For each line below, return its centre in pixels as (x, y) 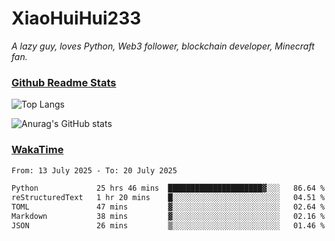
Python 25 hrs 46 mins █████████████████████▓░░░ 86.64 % (168, 188)
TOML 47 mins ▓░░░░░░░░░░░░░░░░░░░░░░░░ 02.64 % (168, 207)
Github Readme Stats (64, 82)
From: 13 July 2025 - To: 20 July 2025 (94, 170)
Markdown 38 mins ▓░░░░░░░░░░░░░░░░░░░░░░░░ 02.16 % (168, 217)
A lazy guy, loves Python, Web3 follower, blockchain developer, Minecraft (163, 46)
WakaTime (37, 150)
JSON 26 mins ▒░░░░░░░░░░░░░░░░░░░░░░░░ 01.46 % (168, 225)
